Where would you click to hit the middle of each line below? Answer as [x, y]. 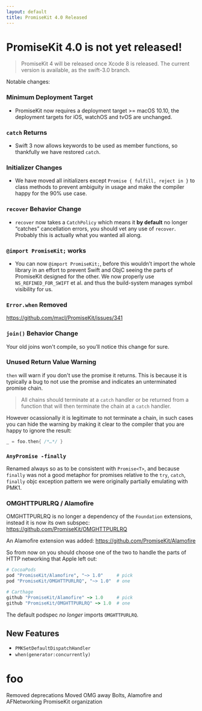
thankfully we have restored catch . [58, 152]
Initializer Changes [34, 167]
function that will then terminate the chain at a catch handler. [96, 406]
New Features [33, 633]
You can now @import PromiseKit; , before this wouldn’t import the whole [105, 263]
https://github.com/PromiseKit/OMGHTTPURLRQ [67, 529]
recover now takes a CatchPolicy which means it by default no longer [101, 222]
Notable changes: [28, 82]
